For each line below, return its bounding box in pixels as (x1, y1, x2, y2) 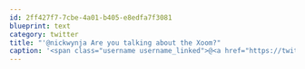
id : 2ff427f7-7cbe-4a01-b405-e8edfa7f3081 (9, 13, 172, 22)
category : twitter (9, 30, 79, 39)
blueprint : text (9, 22, 71, 30)
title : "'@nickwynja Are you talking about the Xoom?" (9, 38, 221, 47)
